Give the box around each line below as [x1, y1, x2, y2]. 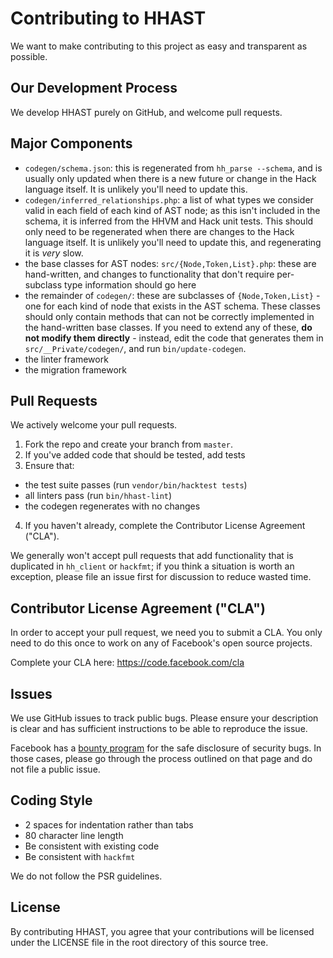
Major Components [10, 135, 133, 152]
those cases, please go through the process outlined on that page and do [10, 753, 313, 764]
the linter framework [24, 353, 109, 365]
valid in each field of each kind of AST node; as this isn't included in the [24, 204, 321, 216]
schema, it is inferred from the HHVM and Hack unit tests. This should [24, 215, 314, 227]
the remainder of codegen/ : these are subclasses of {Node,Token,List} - [24, 289, 321, 301]
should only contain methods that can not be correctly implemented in [24, 310, 315, 322]
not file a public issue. [10, 763, 101, 775]
